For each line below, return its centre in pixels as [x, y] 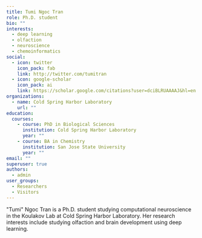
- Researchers [29, 187]
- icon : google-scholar [41, 79]
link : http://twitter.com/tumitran [62, 74]
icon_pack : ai [35, 85]
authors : [17, 170]
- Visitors [25, 192]
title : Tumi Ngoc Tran [35, 12]
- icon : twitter [32, 62]
